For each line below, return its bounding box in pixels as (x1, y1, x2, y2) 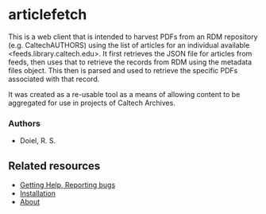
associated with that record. (8, 74, 100, 84)
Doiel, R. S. (19, 136, 56, 146)
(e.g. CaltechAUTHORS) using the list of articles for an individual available (8, 40, 250, 49)
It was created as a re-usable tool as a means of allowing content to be (8, 89, 241, 99)
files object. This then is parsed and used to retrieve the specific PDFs (8, 65, 238, 75)
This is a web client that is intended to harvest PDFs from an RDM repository (8, 32, 258, 41)
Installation (19, 189, 56, 198)
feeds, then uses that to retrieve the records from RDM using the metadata (8, 57, 253, 67)
